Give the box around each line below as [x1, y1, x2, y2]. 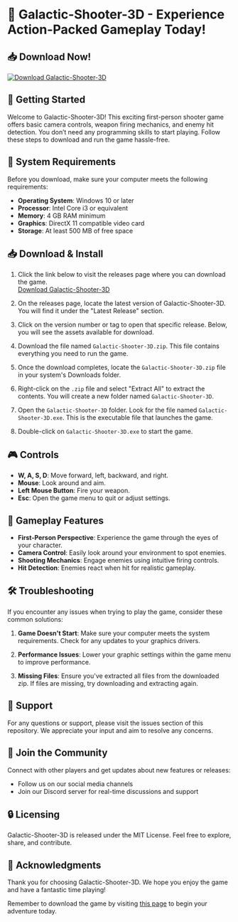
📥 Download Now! [7, 51, 91, 63]
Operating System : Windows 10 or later [17, 196, 134, 205]
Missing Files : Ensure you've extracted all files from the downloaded [17, 672, 220, 680]
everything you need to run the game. [17, 349, 129, 358]
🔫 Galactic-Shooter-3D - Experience [7, 6, 225, 23]
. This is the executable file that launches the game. [63, 413, 213, 422]
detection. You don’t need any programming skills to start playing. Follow [7, 127, 221, 136]
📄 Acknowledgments [7, 859, 102, 871]
